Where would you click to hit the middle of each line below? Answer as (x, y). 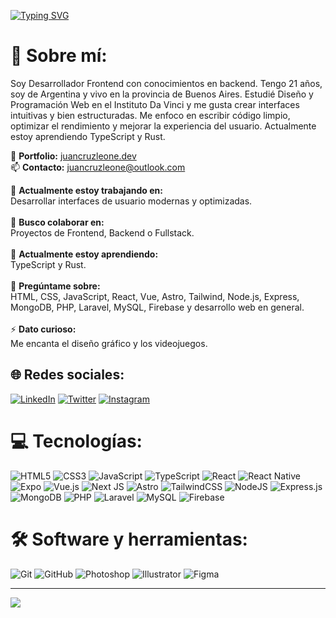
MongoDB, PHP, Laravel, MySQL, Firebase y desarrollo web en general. (157, 307)
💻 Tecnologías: (76, 441)
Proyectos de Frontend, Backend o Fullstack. (102, 232)
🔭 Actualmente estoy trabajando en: (86, 190)
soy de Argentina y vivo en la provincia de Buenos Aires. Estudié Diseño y (162, 94)
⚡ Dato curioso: (43, 329)
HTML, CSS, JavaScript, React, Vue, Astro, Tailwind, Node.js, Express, (155, 296)
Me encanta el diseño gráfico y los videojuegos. (109, 343)
